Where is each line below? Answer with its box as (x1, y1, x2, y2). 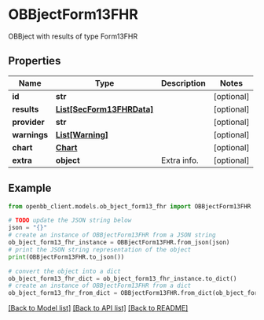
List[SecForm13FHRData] (55, 104, 154, 115)
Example (8, 182, 52, 195)
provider (12, 116, 45, 127)
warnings (12, 129, 49, 140)
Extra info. (160, 155, 199, 166)
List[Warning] (55, 129, 108, 140)
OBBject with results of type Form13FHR (8, 31, 138, 41)
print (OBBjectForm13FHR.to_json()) (8, 253, 125, 261)
